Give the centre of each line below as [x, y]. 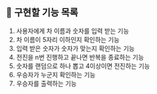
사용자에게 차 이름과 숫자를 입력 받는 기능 [73, 31]
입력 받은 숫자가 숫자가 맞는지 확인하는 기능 [75, 48]
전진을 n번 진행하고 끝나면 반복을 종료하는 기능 [80, 57]
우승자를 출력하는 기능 [46, 83]
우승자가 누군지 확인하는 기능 [56, 74]
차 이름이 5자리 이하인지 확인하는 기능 [68, 39]
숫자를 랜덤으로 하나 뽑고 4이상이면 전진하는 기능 [83, 66]
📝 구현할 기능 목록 [42, 13]
